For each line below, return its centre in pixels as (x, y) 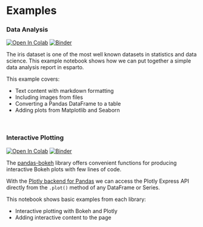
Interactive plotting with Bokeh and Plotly (66, 211)
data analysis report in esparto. (45, 67)
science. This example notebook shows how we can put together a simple (99, 61)
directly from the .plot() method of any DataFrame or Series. (83, 187)
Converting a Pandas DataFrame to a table (68, 104)
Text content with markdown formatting (64, 91)
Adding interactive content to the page (63, 217)
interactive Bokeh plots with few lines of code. (64, 169)
